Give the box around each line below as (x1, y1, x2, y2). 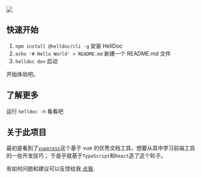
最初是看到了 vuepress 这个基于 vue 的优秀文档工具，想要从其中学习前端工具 (6, 144, 196, 152)
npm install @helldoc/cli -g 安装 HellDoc (15, 42, 123, 50)
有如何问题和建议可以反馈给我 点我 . (6, 165, 95, 172)
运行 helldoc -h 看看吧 (6, 107, 64, 115)
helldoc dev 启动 (15, 57, 58, 65)
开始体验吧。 (6, 70, 38, 78)
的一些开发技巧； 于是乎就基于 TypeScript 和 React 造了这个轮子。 (6, 152, 166, 160)
